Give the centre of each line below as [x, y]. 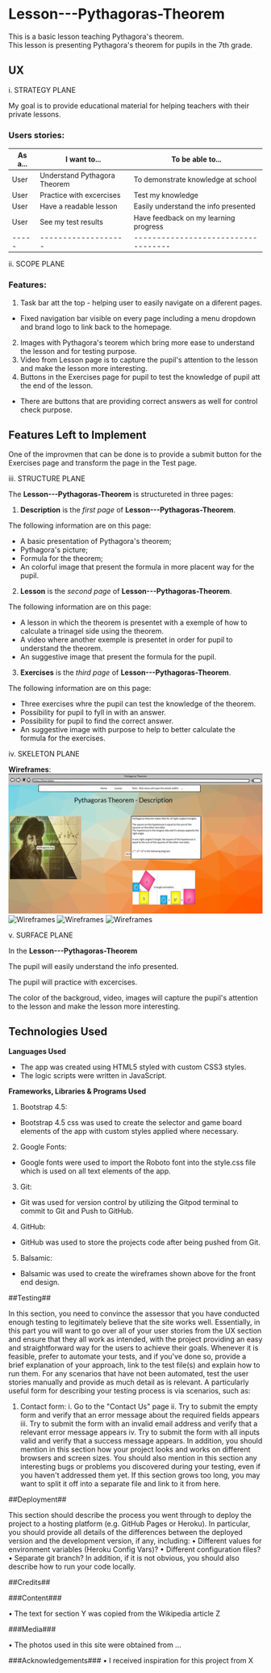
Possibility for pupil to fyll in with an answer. [93, 713]
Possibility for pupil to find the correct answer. [97, 721]
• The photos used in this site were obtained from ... [95, 1645]
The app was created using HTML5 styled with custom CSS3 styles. [133, 1067]
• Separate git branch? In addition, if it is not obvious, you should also [124, 1557]
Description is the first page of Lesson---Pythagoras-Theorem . [128, 510]
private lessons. [35, 114]
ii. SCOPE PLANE [37, 264]
